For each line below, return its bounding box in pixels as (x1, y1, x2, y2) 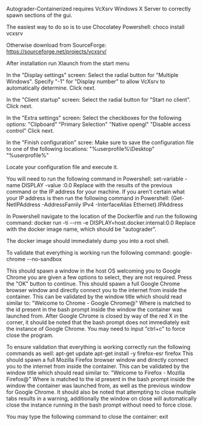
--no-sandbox (27, 256, 62, 262)
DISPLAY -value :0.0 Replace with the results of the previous (21, 182, 173, 188)
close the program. (6, 331, 54, 339)
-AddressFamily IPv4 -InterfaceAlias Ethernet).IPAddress (41, 201, 184, 208)
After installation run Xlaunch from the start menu (6, 60, 130, 67)
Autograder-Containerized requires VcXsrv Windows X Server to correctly (6, 5, 191, 12)
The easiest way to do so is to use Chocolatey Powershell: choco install (6, 24, 185, 30)
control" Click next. (6, 127, 55, 134)
